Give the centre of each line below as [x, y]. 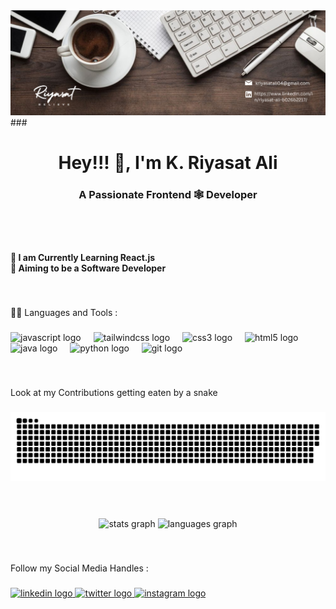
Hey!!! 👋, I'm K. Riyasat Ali [168, 163]
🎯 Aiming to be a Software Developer [88, 268]
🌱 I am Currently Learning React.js [83, 258]
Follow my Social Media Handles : [79, 568]
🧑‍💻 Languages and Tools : [64, 313]
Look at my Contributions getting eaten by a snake [114, 393]
